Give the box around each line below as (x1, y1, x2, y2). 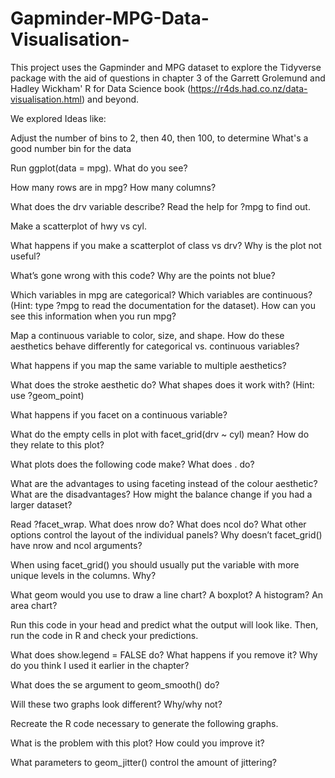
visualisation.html (10, 93, 83, 105)
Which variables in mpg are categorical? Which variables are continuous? (10, 288, 313, 301)
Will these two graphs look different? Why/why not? (10, 698, 223, 710)
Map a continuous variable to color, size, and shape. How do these (10, 329, 285, 341)
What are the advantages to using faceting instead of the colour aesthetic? (10, 477, 318, 489)
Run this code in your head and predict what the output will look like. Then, (10, 618, 319, 631)
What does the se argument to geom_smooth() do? (10, 678, 220, 691)
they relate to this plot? (10, 438, 105, 451)
